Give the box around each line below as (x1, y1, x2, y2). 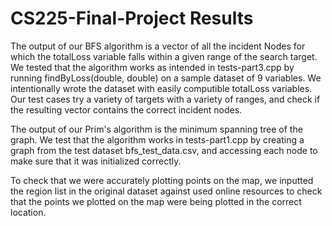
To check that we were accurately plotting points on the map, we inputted (10, 174, 314, 186)
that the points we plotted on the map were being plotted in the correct (10, 195, 302, 207)
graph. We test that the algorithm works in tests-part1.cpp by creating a (10, 133, 305, 146)
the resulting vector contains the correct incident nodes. (10, 103, 243, 116)
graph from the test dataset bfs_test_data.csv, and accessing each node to (10, 144, 318, 156)
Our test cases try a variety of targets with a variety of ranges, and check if (10, 93, 321, 105)
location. (10, 206, 47, 218)
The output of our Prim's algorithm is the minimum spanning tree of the (10, 123, 303, 135)
